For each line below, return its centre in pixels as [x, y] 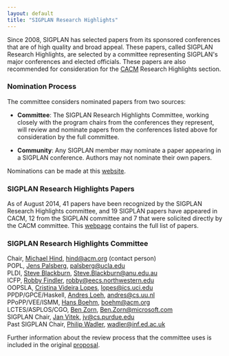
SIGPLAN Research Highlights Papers [71, 189]
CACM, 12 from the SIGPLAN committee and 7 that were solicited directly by [115, 218]
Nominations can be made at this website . [66, 171]
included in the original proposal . [54, 345]
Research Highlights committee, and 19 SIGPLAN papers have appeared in [112, 211]
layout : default [30, 13]
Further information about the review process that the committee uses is [109, 337]
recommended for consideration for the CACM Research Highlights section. [114, 69]
